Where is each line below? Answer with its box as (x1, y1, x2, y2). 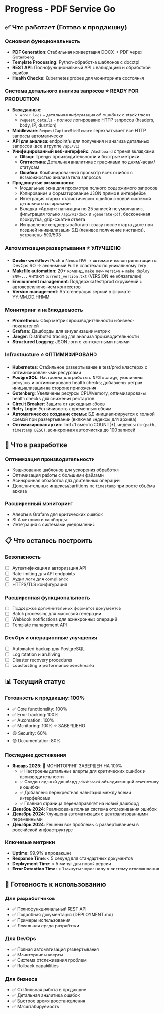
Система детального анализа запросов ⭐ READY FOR (5, 87, 139, 94)
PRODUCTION (5, 95, 39, 102)
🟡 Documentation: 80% (12, 737, 61, 743)
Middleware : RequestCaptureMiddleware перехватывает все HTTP (12, 128, 146, 134)
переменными (12, 816, 43, 822)
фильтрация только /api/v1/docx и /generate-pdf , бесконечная (19, 211, 151, 217)
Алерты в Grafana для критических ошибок (12, 511, 103, 517)
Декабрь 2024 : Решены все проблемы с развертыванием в (12, 822, 139, 828)
